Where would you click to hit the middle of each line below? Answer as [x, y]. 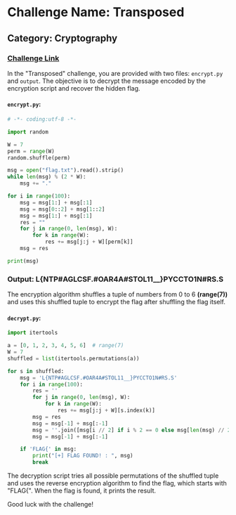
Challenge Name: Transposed [96, 12]
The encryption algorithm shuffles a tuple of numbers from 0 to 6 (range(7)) [118, 294]
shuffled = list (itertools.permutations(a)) [73, 358]
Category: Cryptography [63, 38]
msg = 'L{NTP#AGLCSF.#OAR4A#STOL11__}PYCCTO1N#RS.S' [99, 378]
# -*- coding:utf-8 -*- [42, 119]
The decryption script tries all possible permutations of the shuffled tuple [113, 476]
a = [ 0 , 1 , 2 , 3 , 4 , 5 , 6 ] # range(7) [66, 346]
